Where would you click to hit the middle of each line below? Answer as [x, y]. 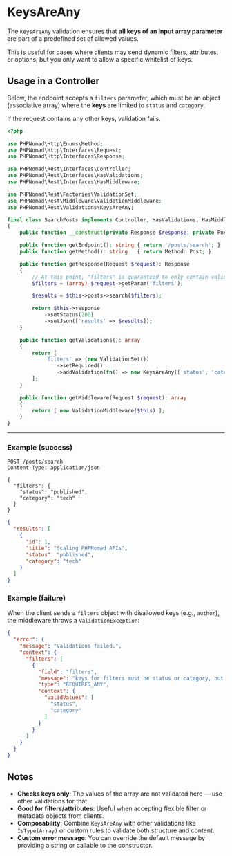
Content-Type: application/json [54, 468]
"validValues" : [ [69, 698]
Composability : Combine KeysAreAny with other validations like [107, 823]
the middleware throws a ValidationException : [74, 621]
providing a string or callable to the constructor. [85, 845]
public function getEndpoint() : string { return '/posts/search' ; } [120, 245]
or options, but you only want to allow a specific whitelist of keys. [100, 59]
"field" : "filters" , [67, 672]
